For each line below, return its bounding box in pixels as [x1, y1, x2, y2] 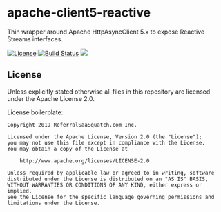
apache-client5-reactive [7, 5, 151, 21]
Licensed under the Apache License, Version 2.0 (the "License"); [7, 133, 202, 140]
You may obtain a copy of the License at [7, 145, 128, 152]
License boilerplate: [7, 108, 64, 116]
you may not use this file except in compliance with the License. [7, 139, 206, 146]
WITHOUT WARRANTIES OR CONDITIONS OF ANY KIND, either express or [7, 181, 202, 189]
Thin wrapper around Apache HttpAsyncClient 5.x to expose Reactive [7, 28, 205, 36]
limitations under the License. [7, 200, 100, 206]
